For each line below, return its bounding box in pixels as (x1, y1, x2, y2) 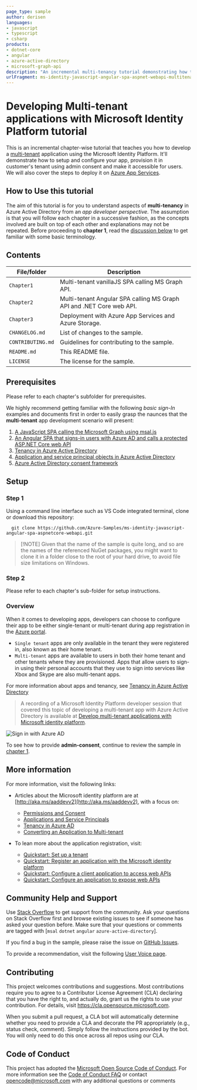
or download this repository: (6, 513, 74, 521)
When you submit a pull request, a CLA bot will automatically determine (6, 1013, 179, 1021)
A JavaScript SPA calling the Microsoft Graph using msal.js (14, 428, 157, 435)
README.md (9, 348, 36, 355)
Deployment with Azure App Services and (59, 312, 175, 320)
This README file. (59, 347, 110, 356)
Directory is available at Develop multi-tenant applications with (20, 712, 172, 719)
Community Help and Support (6, 893, 117, 903)
